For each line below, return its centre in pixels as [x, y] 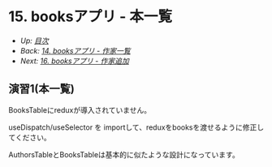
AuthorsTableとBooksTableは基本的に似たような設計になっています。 [124, 154]
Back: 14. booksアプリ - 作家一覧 [76, 50]
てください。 [30, 137]
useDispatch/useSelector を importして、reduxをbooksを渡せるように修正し [136, 127]
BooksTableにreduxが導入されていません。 [80, 109]
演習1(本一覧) [41, 89]
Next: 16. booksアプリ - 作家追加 [75, 61]
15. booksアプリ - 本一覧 [91, 17]
